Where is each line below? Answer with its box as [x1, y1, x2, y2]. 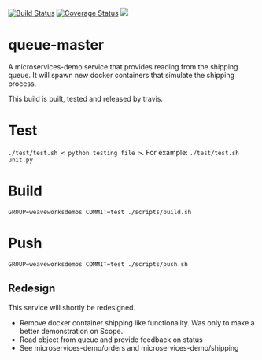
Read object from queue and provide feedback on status [19, 335, 203, 344]
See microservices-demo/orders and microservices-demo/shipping [19, 343, 239, 352]
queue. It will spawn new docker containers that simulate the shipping [8, 70, 234, 80]
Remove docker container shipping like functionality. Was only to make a [19, 317, 255, 327]
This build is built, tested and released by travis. [8, 94, 164, 103]
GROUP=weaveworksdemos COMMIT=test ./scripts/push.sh [8, 260, 189, 268]
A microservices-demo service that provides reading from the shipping [8, 61, 238, 71]
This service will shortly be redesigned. [8, 302, 136, 312]
